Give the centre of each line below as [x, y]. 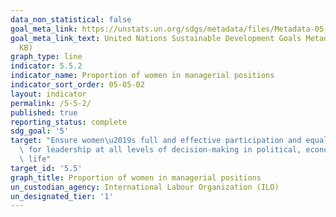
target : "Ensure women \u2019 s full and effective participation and [156, 141]
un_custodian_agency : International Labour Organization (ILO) [145, 187]
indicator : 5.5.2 [46, 66]
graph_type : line [46, 57]
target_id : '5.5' [46, 168]
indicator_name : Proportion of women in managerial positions [142, 76]
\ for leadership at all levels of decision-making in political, [160, 150]
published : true [44, 112]
